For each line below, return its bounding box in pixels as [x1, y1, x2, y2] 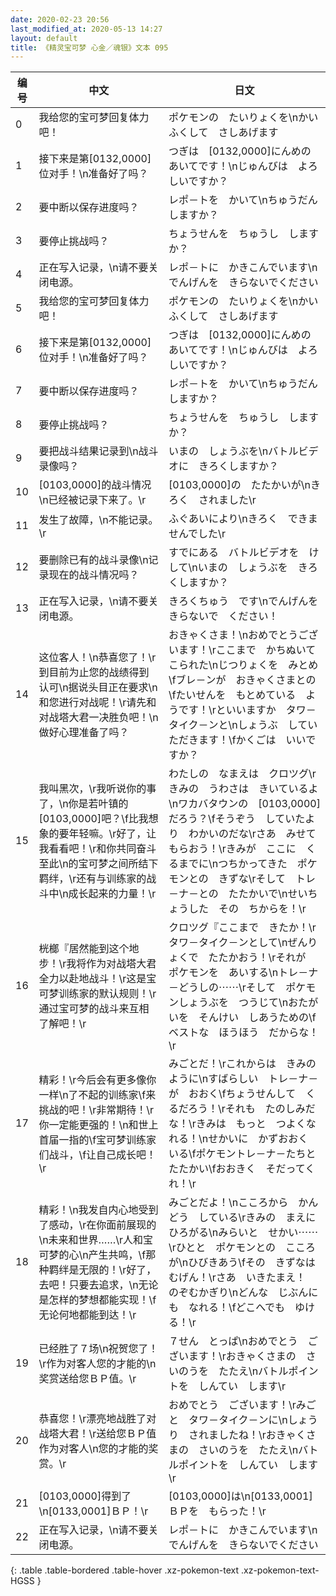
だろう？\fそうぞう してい [168, 812, 296, 826]
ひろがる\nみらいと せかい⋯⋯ [168, 1226, 319, 1240]
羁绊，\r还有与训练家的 [38, 872, 147, 886]
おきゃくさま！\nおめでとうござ [168, 628, 319, 642]
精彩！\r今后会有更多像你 [38, 1073, 157, 1087]
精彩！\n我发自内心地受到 [38, 1203, 159, 1217]
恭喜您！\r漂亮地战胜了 [38, 1412, 147, 1426]
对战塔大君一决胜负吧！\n [38, 711, 159, 725]
